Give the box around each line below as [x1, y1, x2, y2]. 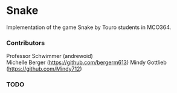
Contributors [6, 39, 45, 47]
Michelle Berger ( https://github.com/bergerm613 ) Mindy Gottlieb [6, 59, 167, 66]
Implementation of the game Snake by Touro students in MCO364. [6, 24, 172, 31]
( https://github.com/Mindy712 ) [6, 65, 83, 72]
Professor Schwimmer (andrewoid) [6, 53, 94, 60]
